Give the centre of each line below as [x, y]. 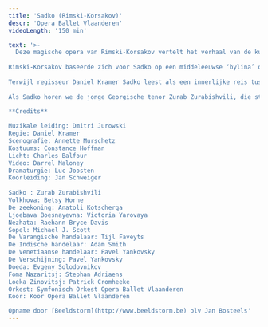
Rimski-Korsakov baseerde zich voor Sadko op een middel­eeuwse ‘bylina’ [132, 67]
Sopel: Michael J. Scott [49, 230]
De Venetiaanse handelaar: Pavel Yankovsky [82, 252]
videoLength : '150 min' [48, 30]
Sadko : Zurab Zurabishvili [55, 193]
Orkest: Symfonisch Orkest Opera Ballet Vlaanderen [96, 289]
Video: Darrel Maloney [46, 163]
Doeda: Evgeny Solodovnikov [55, 267]
